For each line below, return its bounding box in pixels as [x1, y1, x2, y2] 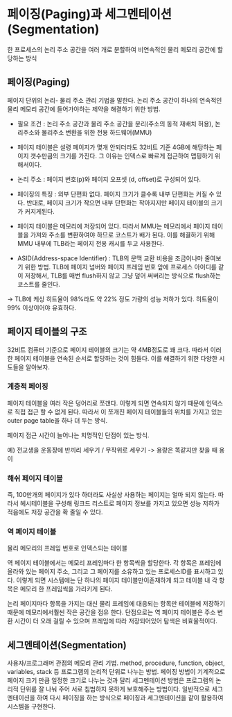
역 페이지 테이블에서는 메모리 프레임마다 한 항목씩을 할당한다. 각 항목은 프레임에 [7, 559, 222, 567]
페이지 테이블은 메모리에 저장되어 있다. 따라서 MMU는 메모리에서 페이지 [17, 221, 211, 230]
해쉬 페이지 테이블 [7, 473, 64, 483]
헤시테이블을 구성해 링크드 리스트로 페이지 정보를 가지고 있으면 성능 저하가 [19, 499, 220, 507]
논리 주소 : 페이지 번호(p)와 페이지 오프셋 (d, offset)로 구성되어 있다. [17, 175, 202, 183]
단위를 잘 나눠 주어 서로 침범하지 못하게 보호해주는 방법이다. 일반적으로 [19, 685, 211, 693]
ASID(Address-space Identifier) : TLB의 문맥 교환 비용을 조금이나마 [17, 254, 203, 262]
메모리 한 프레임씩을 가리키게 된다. [19, 584, 113, 593]
